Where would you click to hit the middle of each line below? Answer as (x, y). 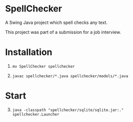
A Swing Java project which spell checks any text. (56, 22)
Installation (29, 52)
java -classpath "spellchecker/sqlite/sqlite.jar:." (68, 110)
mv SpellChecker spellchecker (44, 66)
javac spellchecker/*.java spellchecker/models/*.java (70, 76)
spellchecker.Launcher (36, 114)
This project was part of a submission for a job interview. (63, 32)
